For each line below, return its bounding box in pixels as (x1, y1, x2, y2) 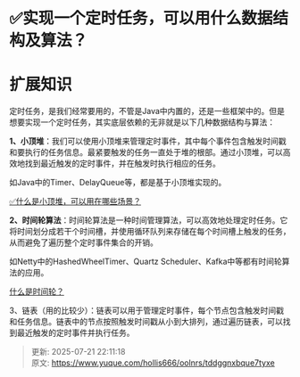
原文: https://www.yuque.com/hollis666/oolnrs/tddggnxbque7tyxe (30, 357, 275, 368)
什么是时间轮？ (9, 286, 64, 297)
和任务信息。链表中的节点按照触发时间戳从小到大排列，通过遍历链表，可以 (9, 316, 283, 327)
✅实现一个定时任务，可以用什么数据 (9, 8, 273, 29)
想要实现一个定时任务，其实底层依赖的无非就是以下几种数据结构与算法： (9, 117, 275, 127)
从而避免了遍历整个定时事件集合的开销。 (9, 237, 158, 248)
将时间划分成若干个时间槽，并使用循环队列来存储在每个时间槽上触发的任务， (9, 226, 291, 237)
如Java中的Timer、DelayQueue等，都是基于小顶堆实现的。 (9, 177, 227, 188)
